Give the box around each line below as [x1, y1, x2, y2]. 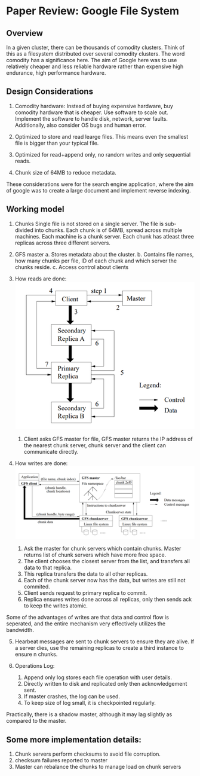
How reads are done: [14, 275, 67, 282]
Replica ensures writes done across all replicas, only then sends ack [23, 596, 192, 603]
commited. [23, 583, 51, 590]
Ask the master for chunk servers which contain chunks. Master [23, 545, 181, 552]
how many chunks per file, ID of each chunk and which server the [14, 257, 177, 264]
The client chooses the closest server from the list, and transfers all [23, 558, 190, 565]
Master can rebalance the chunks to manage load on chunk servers [14, 763, 181, 771]
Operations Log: [14, 662, 55, 670]
